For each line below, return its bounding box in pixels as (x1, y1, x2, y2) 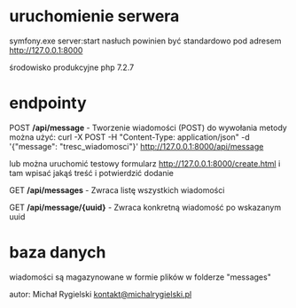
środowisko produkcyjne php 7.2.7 (9, 62, 135, 73)
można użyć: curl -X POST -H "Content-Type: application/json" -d (9, 131, 250, 142)
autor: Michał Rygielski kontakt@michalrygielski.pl (9, 289, 192, 299)
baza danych (9, 243, 106, 263)
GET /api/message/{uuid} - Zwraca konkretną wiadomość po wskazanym (9, 202, 282, 212)
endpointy (9, 93, 87, 113)
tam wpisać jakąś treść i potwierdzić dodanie (9, 167, 175, 178)
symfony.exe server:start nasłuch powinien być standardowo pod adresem (9, 35, 282, 46)
